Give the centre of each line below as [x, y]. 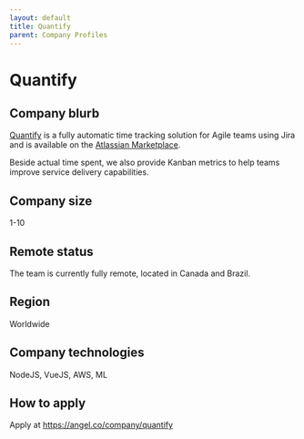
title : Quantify [40, 26]
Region [30, 302]
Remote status [51, 251]
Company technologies [77, 353]
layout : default [40, 18]
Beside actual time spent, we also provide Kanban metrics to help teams [145, 163]
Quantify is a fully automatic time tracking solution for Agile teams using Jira [152, 135]
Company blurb [55, 113]
